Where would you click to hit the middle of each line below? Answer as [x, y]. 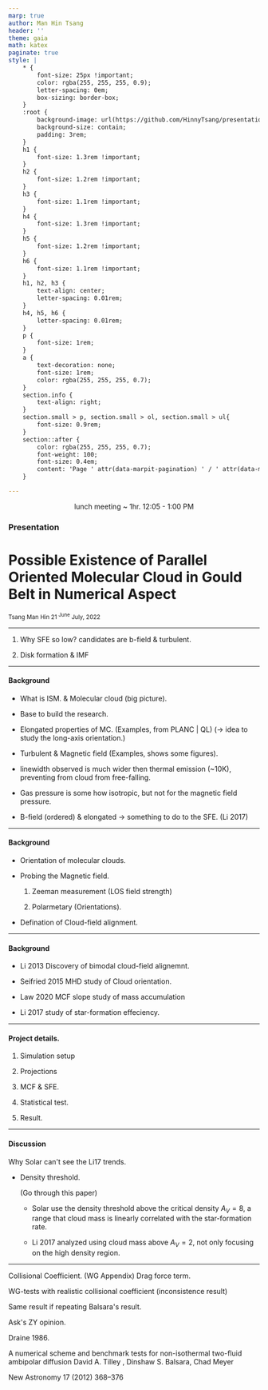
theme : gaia [28, 38]
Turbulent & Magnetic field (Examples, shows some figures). [119, 753]
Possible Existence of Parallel [108, 560]
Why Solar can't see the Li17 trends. [67, 1161]
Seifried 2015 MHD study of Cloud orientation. [96, 981]
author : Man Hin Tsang [46, 23]
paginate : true [33, 53]
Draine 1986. [29, 1338]
